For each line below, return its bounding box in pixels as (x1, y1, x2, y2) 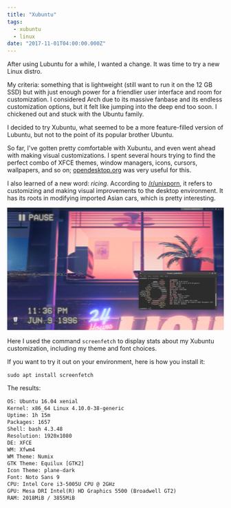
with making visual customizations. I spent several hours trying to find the (7, 152, 216, 160)
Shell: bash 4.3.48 (7, 425, 63, 432)
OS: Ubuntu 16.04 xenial (7, 398, 78, 405)
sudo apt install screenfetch (7, 372, 94, 378)
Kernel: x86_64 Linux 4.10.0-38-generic (7, 405, 125, 412)
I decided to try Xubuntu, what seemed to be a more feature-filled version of (7, 123, 223, 132)
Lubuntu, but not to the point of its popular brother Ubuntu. (7, 131, 174, 139)
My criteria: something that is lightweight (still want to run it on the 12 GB (7, 81, 213, 89)
